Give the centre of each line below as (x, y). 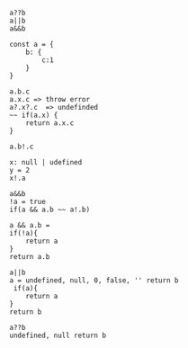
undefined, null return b (58, 335)
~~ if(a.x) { (34, 115)
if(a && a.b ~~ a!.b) (50, 210)
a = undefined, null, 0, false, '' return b (94, 281)
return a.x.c (50, 123)
